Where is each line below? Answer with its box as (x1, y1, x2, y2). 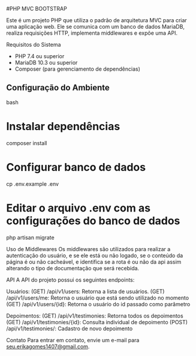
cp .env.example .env (6, 180, 59, 188)
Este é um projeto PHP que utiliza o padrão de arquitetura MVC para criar (6, 17, 187, 23)
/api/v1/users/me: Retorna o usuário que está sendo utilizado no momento (6, 294, 189, 301)
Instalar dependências (6, 120, 120, 133)
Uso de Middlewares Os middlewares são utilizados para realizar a (6, 245, 171, 252)
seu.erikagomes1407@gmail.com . (6, 343, 90, 350)
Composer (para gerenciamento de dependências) (14, 65, 141, 73)
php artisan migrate (6, 234, 55, 241)
